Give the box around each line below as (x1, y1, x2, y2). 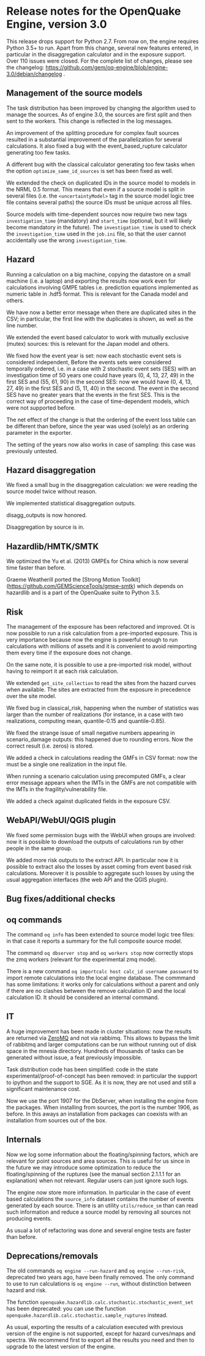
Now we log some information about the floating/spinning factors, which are (6, 1151, 199, 1158)
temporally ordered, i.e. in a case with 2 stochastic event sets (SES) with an (6, 365, 196, 372)
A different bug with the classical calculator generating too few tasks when (6, 161, 195, 168)
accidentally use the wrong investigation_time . (6, 236, 127, 243)
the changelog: (6, 63, 45, 71)
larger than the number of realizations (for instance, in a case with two (6, 711, 184, 718)
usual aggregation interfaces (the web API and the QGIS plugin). (6, 876, 168, 883)
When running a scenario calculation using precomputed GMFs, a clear (6, 773, 186, 780)
